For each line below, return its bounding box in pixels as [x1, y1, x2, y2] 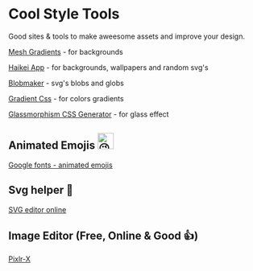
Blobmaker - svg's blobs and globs [8, 78, 125, 88]
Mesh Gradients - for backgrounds [8, 47, 123, 56]
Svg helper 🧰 [8, 183, 74, 197]
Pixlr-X [8, 254, 31, 264]
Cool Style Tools [8, 5, 120, 23]
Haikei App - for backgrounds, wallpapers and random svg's [8, 62, 209, 72]
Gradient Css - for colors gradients [8, 93, 124, 103]
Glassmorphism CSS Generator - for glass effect [8, 109, 169, 119]
